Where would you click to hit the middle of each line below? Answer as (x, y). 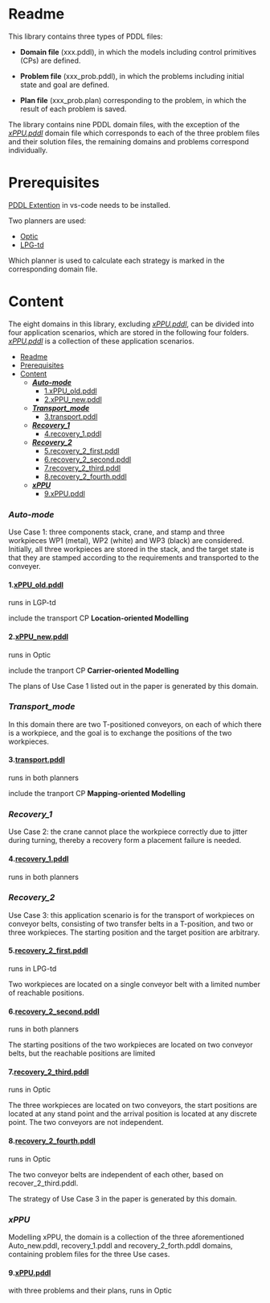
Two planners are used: (47, 220)
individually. (28, 150)
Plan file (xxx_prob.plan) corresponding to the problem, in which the (133, 100)
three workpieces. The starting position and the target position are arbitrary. (134, 932)
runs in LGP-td (32, 603)
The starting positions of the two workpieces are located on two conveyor (131, 1045)
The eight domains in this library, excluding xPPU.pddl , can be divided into (131, 324)
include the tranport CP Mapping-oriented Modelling (97, 794)
